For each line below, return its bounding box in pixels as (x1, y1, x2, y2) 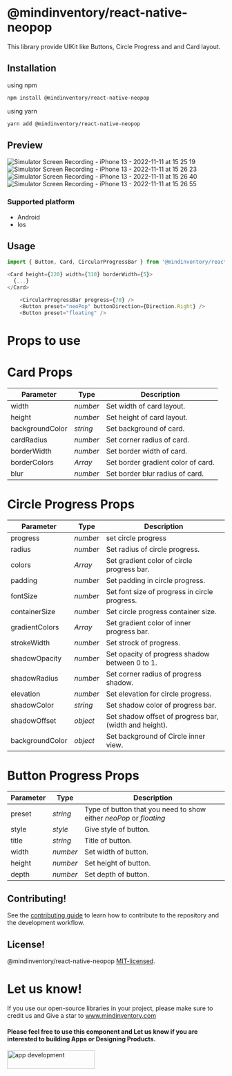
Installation (7, 62, 57, 74)
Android (17, 213, 40, 221)
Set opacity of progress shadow (106, 649, 210, 658)
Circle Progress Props (7, 496, 135, 512)
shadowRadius (10, 673, 59, 683)
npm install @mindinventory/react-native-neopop (7, 94, 150, 101)
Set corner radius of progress (106, 669, 202, 679)
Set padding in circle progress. (106, 575, 206, 585)
